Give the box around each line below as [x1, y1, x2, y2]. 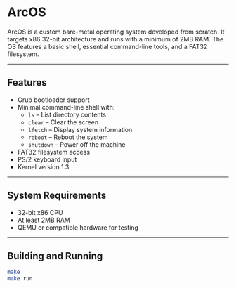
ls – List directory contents [27, 110, 107, 119]
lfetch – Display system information [27, 125, 133, 133]
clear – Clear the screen [27, 117, 99, 126]
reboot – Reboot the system [27, 133, 108, 141]
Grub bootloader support [17, 96, 90, 104]
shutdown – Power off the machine [27, 140, 126, 148]
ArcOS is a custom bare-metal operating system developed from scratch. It [7, 27, 225, 36]
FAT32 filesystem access [17, 148, 90, 156]
